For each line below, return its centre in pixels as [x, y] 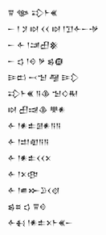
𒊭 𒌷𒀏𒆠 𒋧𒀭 [37, 109]
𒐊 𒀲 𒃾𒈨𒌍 [33, 13]
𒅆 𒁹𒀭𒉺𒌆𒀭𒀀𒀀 [35, 126]
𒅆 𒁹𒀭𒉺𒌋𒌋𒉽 [29, 158]
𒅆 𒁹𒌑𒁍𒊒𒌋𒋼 [34, 190]
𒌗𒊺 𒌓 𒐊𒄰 [27, 206]
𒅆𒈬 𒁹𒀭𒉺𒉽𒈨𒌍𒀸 [41, 222]
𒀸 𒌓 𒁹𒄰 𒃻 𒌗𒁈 [36, 61]
